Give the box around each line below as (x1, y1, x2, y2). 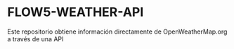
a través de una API (7, 34, 64, 43)
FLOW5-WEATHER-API (7, 4, 144, 20)
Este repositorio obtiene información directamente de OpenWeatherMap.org (7, 27, 228, 36)
